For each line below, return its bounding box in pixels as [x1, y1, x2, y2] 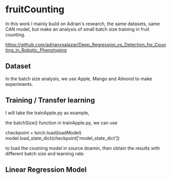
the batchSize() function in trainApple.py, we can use [5, 119, 118, 126]
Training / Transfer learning [5, 96, 95, 105]
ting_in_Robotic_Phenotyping [5, 47, 67, 53]
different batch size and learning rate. [5, 150, 85, 156]
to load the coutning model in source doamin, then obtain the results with [5, 145, 160, 151]
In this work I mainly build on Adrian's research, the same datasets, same [5, 21, 160, 27]
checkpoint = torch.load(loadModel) [5, 130, 82, 136]
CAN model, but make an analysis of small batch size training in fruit [5, 26, 150, 32]
